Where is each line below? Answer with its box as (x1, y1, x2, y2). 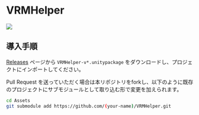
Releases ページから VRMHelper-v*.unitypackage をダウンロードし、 (6, 58, 172, 65)
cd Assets (6, 97, 31, 104)
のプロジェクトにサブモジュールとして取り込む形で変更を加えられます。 (6, 85, 182, 92)
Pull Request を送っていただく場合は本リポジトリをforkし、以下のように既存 (6, 78, 194, 85)
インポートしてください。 (21, 66, 84, 73)
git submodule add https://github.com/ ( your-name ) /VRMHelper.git (6, 103, 171, 109)
